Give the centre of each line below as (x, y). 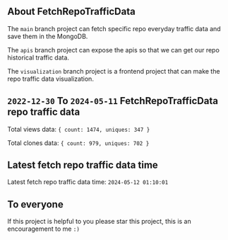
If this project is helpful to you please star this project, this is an (100, 222)
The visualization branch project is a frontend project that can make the (114, 71)
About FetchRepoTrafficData (71, 12)
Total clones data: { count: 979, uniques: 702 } (78, 143)
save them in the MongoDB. (48, 36)
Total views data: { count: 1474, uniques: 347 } (79, 129)
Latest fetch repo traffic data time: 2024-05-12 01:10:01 (88, 182)
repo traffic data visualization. (50, 79)
